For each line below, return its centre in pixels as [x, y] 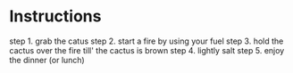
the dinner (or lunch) [47, 60]
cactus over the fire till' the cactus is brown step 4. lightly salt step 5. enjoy [147, 50]
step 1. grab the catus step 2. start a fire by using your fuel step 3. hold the [146, 41]
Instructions [55, 16]
